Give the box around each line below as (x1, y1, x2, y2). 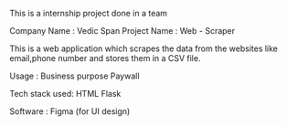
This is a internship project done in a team (9, 8, 167, 18)
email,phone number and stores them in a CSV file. (9, 53, 201, 63)
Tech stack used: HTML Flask (9, 89, 122, 99)
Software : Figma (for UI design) (9, 106, 131, 117)
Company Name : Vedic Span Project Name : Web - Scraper (9, 26, 236, 36)
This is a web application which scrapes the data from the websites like (9, 43, 279, 54)
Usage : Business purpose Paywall (9, 70, 140, 81)
